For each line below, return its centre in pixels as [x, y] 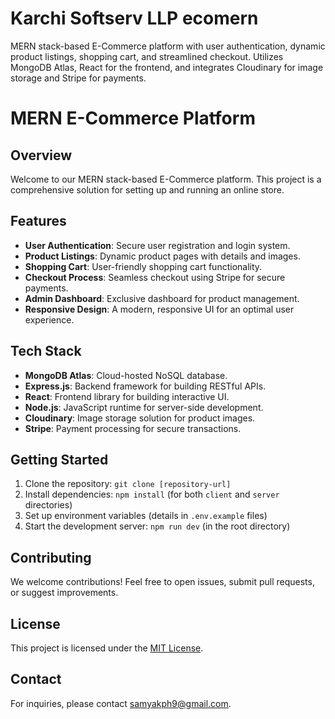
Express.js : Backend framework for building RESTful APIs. [145, 386]
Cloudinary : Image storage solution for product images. [140, 418]
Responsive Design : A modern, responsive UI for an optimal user [159, 309]
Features [38, 221]
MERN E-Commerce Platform [133, 118]
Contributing [51, 557]
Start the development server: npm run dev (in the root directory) [157, 526]
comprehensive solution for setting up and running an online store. [147, 189]
